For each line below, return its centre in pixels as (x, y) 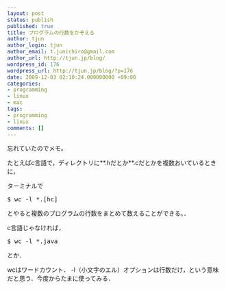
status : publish (30, 20)
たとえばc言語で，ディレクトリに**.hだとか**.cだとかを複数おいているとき (112, 163)
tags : (15, 109)
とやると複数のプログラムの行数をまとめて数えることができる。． (98, 214)
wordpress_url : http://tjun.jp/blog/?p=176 (70, 71)
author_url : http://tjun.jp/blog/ (56, 58)
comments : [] (26, 128)
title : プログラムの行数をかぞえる (51, 33)
